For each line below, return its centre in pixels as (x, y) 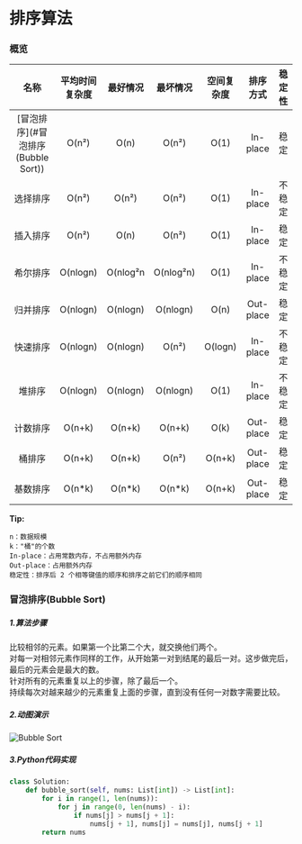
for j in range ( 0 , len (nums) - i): (124, 807)
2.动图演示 (29, 714)
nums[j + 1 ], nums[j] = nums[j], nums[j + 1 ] (176, 824)
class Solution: (40, 782)
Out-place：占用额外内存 (51, 566)
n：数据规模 (28, 537)
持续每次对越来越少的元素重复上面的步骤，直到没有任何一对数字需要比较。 (147, 692)
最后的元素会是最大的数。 (57, 670)
